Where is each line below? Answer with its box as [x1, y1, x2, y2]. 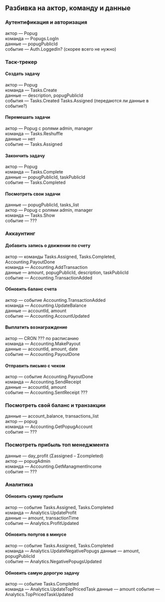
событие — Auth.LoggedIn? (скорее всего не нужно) [5, 46, 117, 52]
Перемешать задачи [5, 114, 51, 120]
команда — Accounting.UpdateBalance [5, 302, 87, 308]
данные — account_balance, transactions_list [5, 413, 99, 419]
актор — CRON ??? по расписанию [5, 335, 79, 341]
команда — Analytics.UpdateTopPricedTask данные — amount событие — [5, 586, 160, 592]
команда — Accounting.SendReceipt [5, 379, 81, 385]
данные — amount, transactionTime [5, 515, 79, 521]
